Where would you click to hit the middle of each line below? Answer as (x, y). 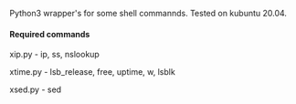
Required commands (50, 34)
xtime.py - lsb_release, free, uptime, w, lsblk (92, 72)
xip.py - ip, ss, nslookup (55, 55)
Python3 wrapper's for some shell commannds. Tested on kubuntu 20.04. (148, 13)
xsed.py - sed (36, 89)
